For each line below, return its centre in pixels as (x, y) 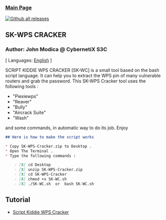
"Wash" (21, 118)
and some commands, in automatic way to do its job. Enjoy (67, 128)
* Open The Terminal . (29, 151)
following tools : (22, 86)
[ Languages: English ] (29, 60)
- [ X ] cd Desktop (33, 165)
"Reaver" (22, 101)
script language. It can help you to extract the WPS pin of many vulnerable (83, 75)
